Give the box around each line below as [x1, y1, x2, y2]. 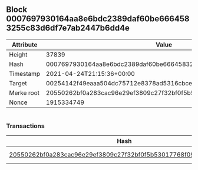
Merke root [9, 88, 40, 96]
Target [9, 79, 28, 87]
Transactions [6, 122, 45, 130]
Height [9, 50, 28, 58]
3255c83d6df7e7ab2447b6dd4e [6, 23, 130, 33]
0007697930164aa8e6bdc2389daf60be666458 [6, 14, 190, 24]
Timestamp [9, 69, 41, 78]
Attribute [11, 41, 38, 49]
